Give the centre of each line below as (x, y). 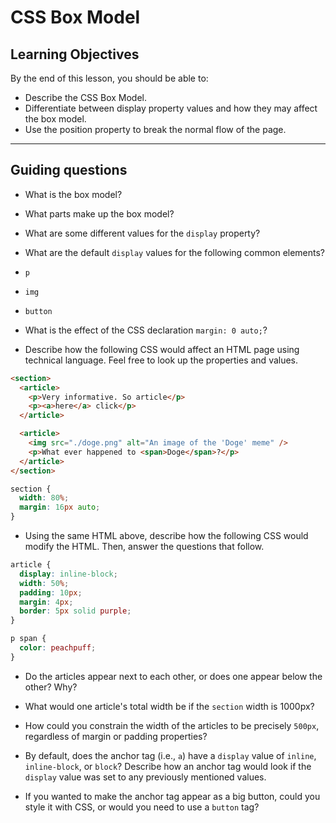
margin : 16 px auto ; (60, 507)
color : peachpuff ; (58, 648)
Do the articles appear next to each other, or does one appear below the (173, 676)
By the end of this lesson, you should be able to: (109, 78)
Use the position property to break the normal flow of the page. (155, 129)
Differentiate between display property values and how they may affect (171, 108)
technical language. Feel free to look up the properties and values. (161, 360)
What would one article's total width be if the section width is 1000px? (169, 706)
